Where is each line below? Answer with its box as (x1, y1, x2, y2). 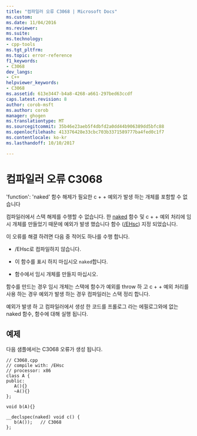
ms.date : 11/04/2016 (6, 19, 57, 25)
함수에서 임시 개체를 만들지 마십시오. (14, 270, 98, 278)
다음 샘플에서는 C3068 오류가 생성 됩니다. (6, 346, 103, 353)
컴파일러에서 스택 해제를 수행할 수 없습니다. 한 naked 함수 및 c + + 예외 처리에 (6, 213, 185, 220)
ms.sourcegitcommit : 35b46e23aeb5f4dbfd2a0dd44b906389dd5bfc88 (6, 124, 165, 130)
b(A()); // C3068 (14, 420, 62, 425)
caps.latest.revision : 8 (6, 96, 67, 102)
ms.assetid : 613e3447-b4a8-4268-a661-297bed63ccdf (6, 91, 133, 97)
